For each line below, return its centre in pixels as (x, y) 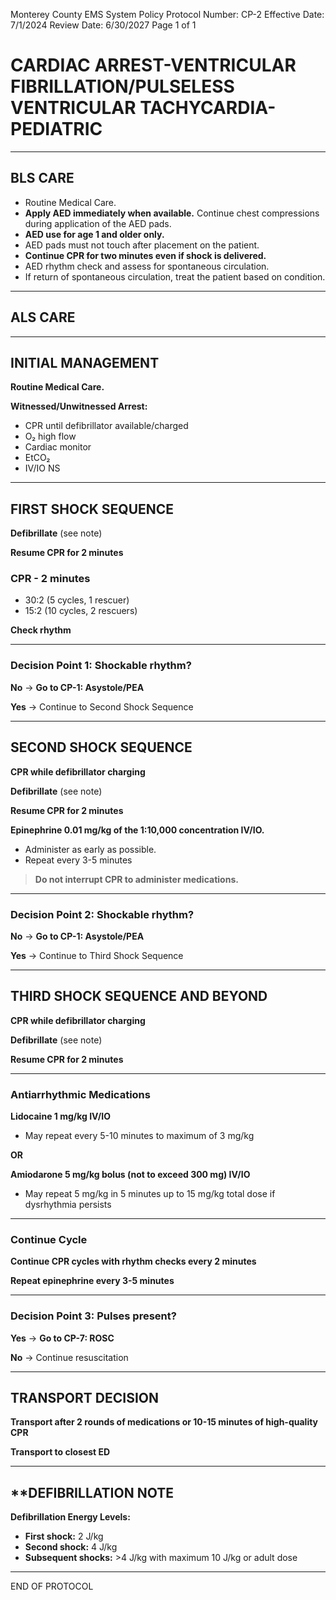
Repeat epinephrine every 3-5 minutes (92, 1281)
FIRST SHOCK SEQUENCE (92, 509)
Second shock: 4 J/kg (71, 1547)
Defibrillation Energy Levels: (70, 1517)
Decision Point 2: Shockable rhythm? (102, 914)
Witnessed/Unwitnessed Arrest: (79, 406)
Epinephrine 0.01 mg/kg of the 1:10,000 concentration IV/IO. (137, 830)
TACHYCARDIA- (208, 108)
